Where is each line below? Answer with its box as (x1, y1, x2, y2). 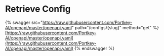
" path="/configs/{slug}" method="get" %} (71, 24, 159, 30)
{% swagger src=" (5, 19, 43, 25)
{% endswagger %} (74, 45, 115, 51)
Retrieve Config (5, 3, 71, 15)
